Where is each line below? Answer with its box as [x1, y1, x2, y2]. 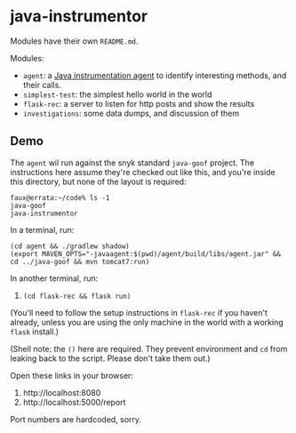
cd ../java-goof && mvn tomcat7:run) [10, 257, 150, 266]
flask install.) [10, 326, 60, 337]
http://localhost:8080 [22, 387, 101, 397]
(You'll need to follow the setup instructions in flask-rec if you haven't [10, 307, 268, 317]
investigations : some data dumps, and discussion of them [22, 108, 239, 118]
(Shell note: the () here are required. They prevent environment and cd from [10, 343, 288, 354]
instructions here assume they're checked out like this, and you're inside [10, 166, 276, 177]
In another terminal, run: [10, 273, 99, 284]
